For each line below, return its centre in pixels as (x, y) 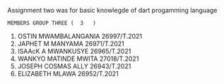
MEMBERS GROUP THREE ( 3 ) (52, 23)
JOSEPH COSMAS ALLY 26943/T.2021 (74, 66)
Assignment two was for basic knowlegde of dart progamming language (112, 10)
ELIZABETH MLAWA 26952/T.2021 (68, 74)
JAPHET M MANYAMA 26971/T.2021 (71, 44)
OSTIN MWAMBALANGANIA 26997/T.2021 (80, 36)
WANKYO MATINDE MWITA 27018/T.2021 (78, 59)
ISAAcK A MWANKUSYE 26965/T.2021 (74, 51)
